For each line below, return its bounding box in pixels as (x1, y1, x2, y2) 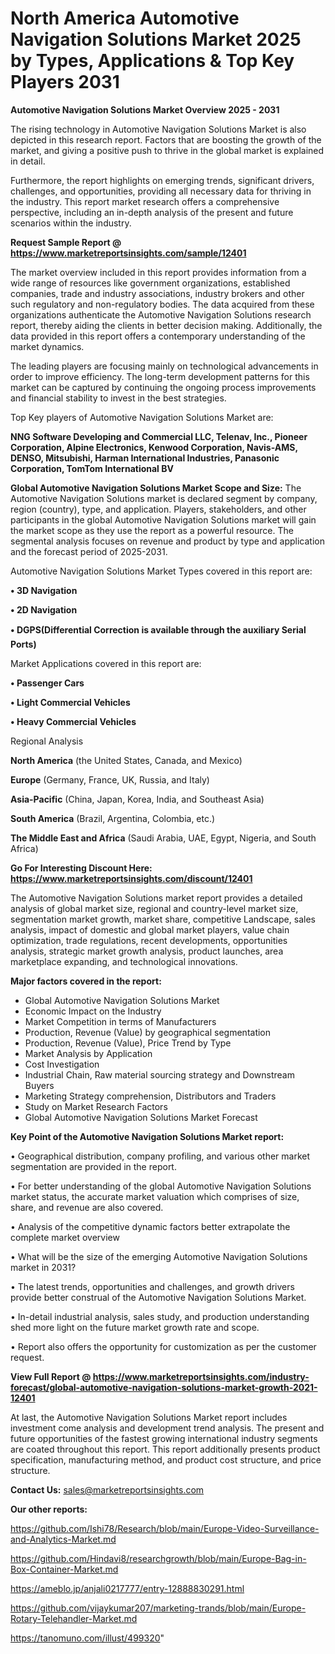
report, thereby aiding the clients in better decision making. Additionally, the (10, 319, 323, 331)
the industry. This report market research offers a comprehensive (10, 195, 280, 207)
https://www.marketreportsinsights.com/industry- (92, 1370, 310, 1382)
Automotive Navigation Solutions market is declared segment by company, (10, 492, 318, 504)
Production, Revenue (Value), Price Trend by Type (24, 1037, 232, 1049)
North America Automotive (10, 7, 240, 30)
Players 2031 (10, 71, 120, 94)
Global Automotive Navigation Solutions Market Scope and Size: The (10, 482, 302, 494)
